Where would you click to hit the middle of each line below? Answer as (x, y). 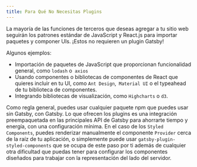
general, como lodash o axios (51, 70)
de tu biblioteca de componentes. (56, 89)
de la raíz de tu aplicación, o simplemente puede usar (72, 139)
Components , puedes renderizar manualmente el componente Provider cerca (99, 133)
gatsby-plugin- (157, 139)
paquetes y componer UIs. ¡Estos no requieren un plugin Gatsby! (85, 41)
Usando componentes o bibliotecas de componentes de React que (96, 77)
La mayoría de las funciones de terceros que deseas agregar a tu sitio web (97, 29)
